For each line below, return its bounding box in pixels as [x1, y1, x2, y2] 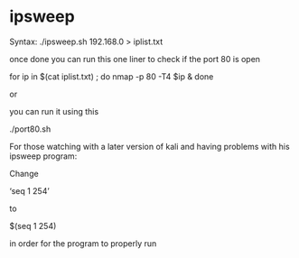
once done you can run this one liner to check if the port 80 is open [9, 53, 260, 64]
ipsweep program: [9, 151, 78, 161]
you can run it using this [9, 106, 99, 116]
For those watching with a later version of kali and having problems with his [9, 141, 291, 152]
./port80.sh [9, 124, 51, 134]
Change [9, 168, 39, 179]
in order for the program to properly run [9, 237, 157, 249]
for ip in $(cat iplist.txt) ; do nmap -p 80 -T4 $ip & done [9, 70, 214, 82]
